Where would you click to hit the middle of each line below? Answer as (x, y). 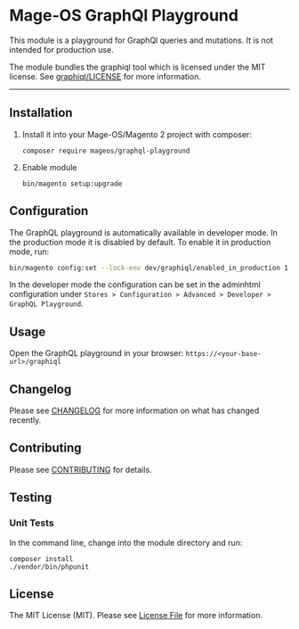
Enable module (49, 167)
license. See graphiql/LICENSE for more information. (105, 76)
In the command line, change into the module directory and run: (126, 542)
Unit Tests (32, 523)
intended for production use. (61, 49)
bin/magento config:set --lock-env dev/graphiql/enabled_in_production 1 (149, 268)
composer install (41, 559)
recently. (25, 420)
